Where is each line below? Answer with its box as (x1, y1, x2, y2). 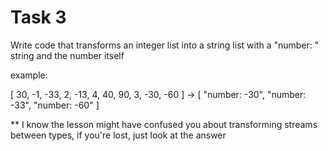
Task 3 (10, 6, 67, 29)
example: (10, 69, 48, 81)
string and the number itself (10, 49, 125, 61)
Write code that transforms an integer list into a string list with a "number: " (10, 39, 320, 51)
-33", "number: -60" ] (10, 99, 100, 111)
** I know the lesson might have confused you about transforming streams (10, 118, 318, 130)
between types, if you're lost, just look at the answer (10, 129, 227, 141)
